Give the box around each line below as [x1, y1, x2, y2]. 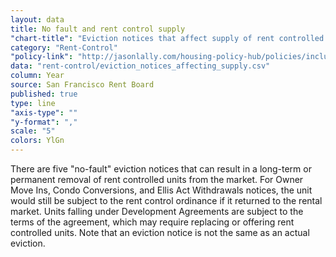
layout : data [10, 14, 65, 25]
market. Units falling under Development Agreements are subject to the [10, 206, 304, 217]
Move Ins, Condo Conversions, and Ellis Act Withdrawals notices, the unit [10, 184, 313, 196]
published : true [10, 89, 78, 99]
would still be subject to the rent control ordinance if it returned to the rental [10, 195, 323, 206]
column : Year [10, 71, 65, 81]
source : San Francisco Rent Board [10, 80, 155, 90]
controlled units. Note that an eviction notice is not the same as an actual [10, 227, 310, 238]
